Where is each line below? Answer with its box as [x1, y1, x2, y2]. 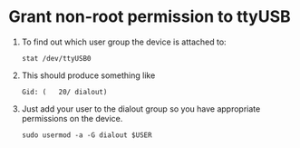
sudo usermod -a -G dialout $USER [21, 130, 152, 140]
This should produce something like [21, 70, 156, 81]
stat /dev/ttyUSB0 [21, 54, 92, 63]
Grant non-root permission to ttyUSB [8, 6, 291, 27]
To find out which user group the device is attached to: [21, 36, 227, 47]
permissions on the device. [21, 113, 123, 123]
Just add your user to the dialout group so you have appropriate [21, 103, 261, 114]
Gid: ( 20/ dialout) [21, 87, 108, 96]
